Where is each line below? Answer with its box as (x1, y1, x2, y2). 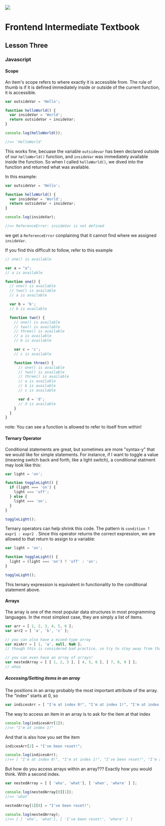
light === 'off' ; (14, 490, 50, 495)
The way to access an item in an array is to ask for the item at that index (5, 711, 151, 717)
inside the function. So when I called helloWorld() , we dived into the (5, 159, 143, 165)
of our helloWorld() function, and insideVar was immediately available (5, 153, 148, 160)
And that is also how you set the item (5, 734, 80, 740)
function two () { (9, 315, 45, 320)
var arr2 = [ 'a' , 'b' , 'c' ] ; (5, 628, 69, 633)
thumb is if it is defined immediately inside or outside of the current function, (5, 84, 160, 90)
